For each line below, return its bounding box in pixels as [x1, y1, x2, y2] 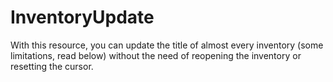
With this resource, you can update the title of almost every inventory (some [10, 39, 324, 51]
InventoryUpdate [10, 6, 155, 29]
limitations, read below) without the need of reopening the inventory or [10, 49, 302, 61]
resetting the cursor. [10, 60, 94, 72]
